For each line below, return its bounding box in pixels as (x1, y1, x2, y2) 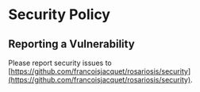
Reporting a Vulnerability (8, 37, 135, 51)
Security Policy (8, 6, 111, 24)
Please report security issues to (8, 58, 113, 67)
